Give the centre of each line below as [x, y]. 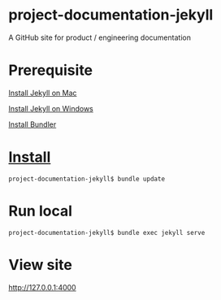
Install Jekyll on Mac [43, 93]
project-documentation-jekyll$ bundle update [87, 179]
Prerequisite [51, 70]
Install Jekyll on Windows [51, 108]
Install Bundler [32, 124]
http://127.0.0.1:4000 [42, 287]
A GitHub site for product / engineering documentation [100, 37]
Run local [41, 211]
